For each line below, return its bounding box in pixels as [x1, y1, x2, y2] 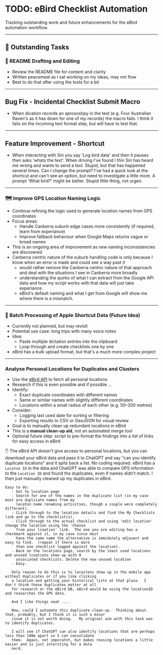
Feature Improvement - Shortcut [5, 139, 105, 147]
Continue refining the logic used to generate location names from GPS [12, 208, 153, 214]
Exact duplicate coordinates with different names [19, 392, 117, 398]
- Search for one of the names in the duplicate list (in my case [11, 494, 149, 498]
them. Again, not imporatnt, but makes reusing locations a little [11, 638, 153, 643]
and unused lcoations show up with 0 [5, 553, 81, 558]
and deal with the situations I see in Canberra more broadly [19, 270, 138, 275]
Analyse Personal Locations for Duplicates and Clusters [5, 365, 140, 372]
